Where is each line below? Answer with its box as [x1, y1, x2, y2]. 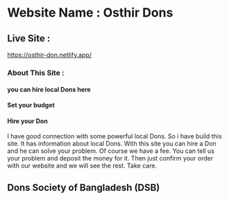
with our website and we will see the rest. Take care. [7, 161, 158, 170]
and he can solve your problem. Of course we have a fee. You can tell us [7, 147, 215, 155]
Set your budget [7, 101, 56, 109]
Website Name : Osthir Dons [7, 5, 173, 21]
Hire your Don [7, 116, 49, 125]
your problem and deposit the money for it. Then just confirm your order [7, 154, 214, 163]
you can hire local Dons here [7, 85, 92, 93]
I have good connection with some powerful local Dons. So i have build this [7, 132, 222, 140]
